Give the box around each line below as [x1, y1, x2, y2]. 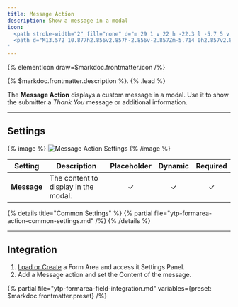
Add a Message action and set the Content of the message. [17, 270, 192, 279]
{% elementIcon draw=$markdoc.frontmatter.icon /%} [7, 63, 166, 71]
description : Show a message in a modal [7, 17, 129, 24]
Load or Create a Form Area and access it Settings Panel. [17, 262, 186, 271]
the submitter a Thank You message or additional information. [7, 98, 188, 107]
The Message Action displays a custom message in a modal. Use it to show [7, 90, 229, 99]
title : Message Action [7, 10, 74, 18]
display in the [49, 182, 94, 192]
